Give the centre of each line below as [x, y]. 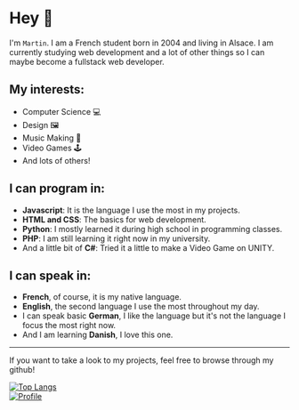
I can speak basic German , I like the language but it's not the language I [154, 316]
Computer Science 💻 [61, 111]
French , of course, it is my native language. [102, 297]
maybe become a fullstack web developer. [87, 61]
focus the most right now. [69, 326]
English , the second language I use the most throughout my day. [141, 307]
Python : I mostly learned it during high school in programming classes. [152, 229]
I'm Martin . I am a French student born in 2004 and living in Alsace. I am [141, 43]
